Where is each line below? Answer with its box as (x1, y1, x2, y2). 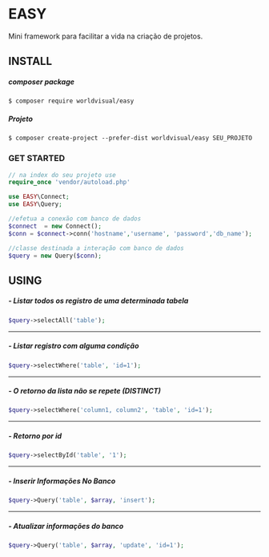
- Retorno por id (8, 430, 62, 441)
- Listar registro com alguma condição (8, 341, 139, 351)
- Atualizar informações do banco (8, 521, 124, 531)
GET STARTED (8, 153, 66, 164)
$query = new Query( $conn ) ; (8, 252, 102, 260)
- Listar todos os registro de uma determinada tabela (8, 296, 189, 305)
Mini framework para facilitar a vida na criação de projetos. (8, 31, 203, 41)
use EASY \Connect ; (8, 193, 70, 201)
